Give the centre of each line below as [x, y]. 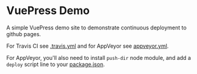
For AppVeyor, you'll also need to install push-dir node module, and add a [99, 57]
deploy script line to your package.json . [56, 64]
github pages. [24, 34]
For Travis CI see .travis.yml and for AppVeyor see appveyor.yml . [88, 46]
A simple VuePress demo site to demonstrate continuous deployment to [97, 28]
